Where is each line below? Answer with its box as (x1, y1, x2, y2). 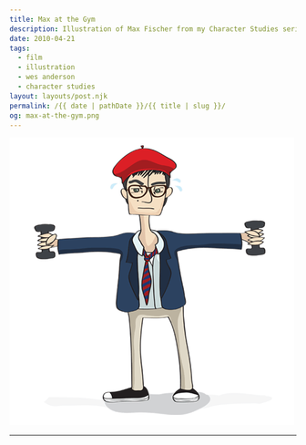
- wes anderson (17, 73, 76, 82)
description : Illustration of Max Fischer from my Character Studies (9, 24, 280, 34)
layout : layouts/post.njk (9, 91, 107, 100)
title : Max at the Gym (9, 15, 96, 24)
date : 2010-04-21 (9, 34, 76, 43)
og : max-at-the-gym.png (9, 110, 100, 120)
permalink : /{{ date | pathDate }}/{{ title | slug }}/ (9, 101, 226, 110)
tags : (9, 44, 30, 53)
